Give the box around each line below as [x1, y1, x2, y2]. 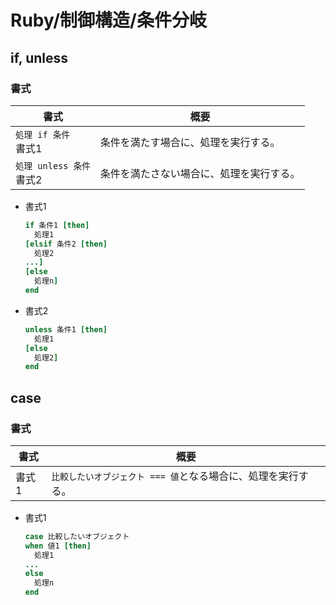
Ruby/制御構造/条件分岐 [10, 9, 207, 32]
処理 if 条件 [15, 129, 71, 140]
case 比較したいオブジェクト [24, 531, 130, 541]
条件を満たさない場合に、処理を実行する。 [99, 166, 301, 180]
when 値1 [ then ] [24, 541, 92, 551]
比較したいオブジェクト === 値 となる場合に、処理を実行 [51, 469, 299, 483]
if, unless [10, 49, 69, 66]
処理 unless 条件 [15, 160, 91, 171]
